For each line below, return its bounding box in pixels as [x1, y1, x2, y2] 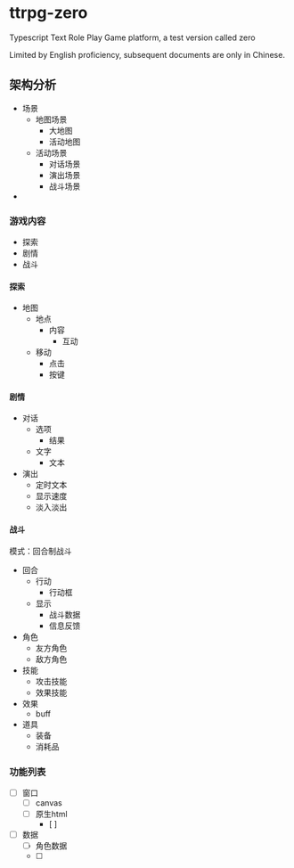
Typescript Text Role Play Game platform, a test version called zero [9, 32, 256, 43]
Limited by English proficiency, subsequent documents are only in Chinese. [9, 49, 285, 60]
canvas [35, 798, 62, 808]
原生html [35, 809, 69, 820]
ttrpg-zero [9, 3, 88, 23]
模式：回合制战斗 [9, 545, 72, 556]
